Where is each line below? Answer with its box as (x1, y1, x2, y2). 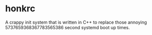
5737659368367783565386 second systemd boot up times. (5, 24, 130, 30)
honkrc (5, 3, 36, 14)
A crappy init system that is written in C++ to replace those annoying (5, 19, 147, 25)
